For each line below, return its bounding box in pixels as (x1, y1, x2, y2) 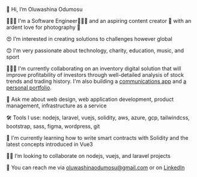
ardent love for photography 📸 (6, 24, 81, 31)
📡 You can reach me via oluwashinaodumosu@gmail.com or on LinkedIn (6, 164, 185, 171)
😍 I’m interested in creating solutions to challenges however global (6, 35, 172, 42)
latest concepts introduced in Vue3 (6, 141, 93, 148)
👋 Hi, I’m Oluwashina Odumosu (6, 6, 83, 13)
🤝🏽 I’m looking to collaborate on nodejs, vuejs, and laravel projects (6, 152, 171, 159)
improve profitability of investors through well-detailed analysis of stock (6, 71, 184, 78)
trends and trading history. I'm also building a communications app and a (6, 78, 187, 85)
